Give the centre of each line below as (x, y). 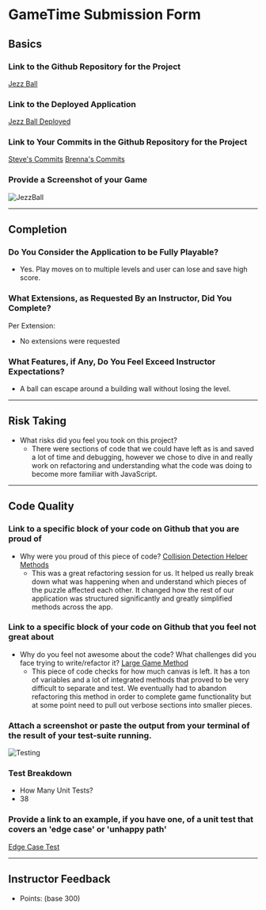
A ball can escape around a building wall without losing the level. (125, 389)
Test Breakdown (40, 774)
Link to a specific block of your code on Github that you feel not (133, 627)
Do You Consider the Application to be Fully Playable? (114, 252)
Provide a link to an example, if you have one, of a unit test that (131, 820)
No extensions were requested (70, 341)
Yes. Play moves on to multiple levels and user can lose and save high (133, 269)
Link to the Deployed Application (72, 104)
